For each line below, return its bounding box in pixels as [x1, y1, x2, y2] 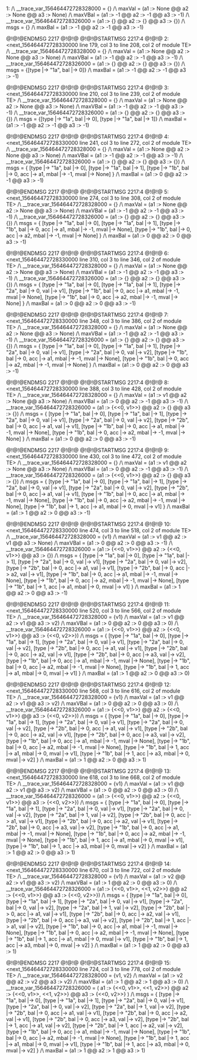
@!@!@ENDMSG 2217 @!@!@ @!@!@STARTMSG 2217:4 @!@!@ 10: [6, 521, 172, 528]
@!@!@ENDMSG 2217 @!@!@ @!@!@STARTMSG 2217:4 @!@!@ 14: [6, 860, 172, 867]
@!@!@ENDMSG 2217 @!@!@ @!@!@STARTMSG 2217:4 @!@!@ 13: [6, 768, 172, 774]
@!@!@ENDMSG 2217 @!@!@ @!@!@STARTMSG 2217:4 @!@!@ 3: [6, 84, 169, 91]
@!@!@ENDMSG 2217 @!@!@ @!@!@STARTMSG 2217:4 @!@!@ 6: [6, 250, 169, 257]
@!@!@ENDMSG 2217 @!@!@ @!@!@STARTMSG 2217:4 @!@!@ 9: [6, 447, 169, 453]
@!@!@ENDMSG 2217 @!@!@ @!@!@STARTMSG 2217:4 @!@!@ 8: [6, 379, 169, 386]
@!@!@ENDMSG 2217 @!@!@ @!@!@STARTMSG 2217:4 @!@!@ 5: [6, 188, 169, 195]
